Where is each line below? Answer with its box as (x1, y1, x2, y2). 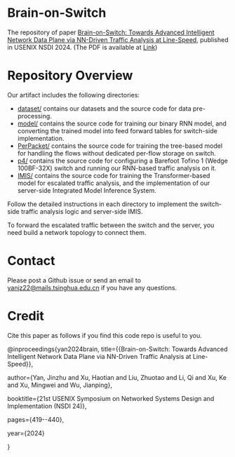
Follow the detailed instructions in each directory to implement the (7, 200, 199, 208)
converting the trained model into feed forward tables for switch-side (17, 126, 217, 135)
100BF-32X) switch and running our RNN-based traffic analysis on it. (17, 163, 217, 172)
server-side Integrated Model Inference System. (17, 186, 156, 194)
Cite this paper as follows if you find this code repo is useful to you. (7, 331, 202, 339)
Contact (7, 253, 55, 269)
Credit (7, 308, 44, 324)
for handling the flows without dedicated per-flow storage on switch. (17, 149, 216, 157)
